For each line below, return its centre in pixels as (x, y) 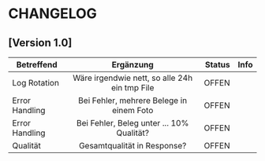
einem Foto (132, 110)
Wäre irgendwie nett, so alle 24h (132, 78)
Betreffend (37, 65)
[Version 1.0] (40, 43)
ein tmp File (132, 88)
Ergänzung (132, 65)
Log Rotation (35, 83)
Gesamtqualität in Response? (132, 146)
